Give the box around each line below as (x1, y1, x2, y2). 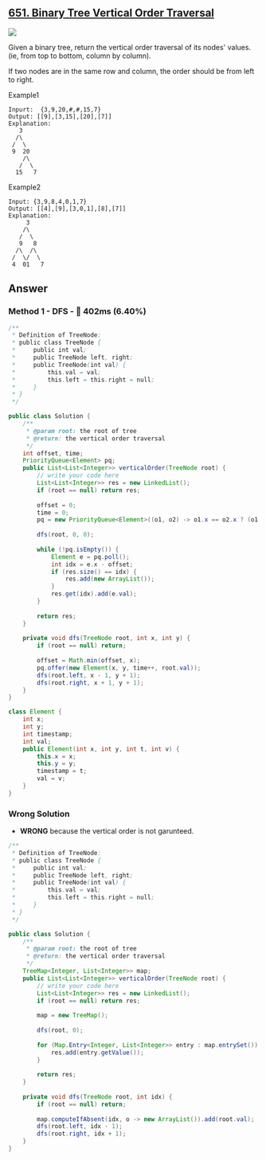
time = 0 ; (37, 509, 69, 517)
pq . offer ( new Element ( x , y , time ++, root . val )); (37, 664, 201, 672)
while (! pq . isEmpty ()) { (37, 545, 119, 553)
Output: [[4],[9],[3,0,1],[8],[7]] (8, 205, 127, 213)
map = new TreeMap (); (37, 1011, 109, 1020)
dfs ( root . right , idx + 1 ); (37, 1130, 127, 1138)
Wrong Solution (8, 808, 70, 819)
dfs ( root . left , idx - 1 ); (37, 1123, 123, 1131)
